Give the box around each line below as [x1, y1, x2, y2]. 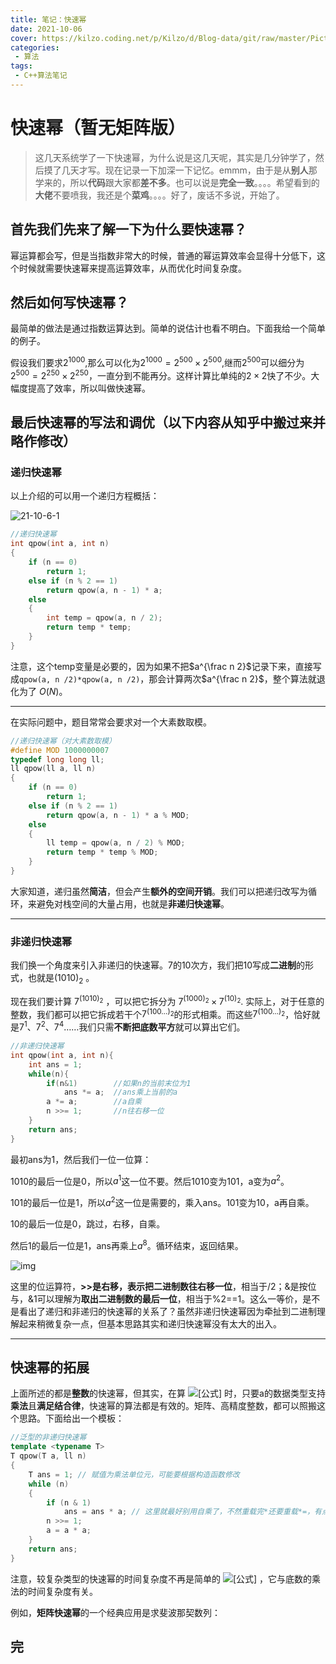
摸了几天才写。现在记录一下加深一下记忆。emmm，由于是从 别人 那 [43, 164, 318, 176]
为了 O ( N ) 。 [18, 685, 68, 697]
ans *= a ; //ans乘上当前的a [63, 1087, 178, 1098]
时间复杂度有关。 [27, 1585, 98, 1597]
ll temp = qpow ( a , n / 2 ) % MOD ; [46, 838, 186, 848]
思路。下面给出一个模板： [18, 1412, 125, 1425]
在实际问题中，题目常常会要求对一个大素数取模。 [10, 716, 212, 728]
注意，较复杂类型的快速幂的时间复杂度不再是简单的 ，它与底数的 [10, 1572, 313, 1585]
